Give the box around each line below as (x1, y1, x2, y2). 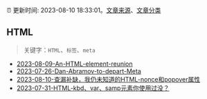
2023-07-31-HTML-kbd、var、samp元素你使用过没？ (16, 84, 170, 92)
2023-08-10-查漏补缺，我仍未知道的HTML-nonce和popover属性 (16, 75, 201, 83)
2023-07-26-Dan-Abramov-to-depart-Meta (16, 66, 141, 75)
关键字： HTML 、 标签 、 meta (23, 46, 96, 54)
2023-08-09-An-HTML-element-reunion (16, 60, 133, 68)
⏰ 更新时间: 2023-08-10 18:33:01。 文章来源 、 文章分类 (6, 6, 161, 14)
